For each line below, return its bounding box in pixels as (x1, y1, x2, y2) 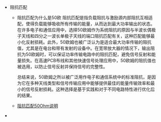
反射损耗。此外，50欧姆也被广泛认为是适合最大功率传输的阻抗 (26, 39, 152, 45)
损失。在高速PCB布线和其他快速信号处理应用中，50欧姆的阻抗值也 (21, 58, 156, 63)
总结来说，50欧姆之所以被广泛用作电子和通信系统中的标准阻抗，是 (17, 74, 152, 80)
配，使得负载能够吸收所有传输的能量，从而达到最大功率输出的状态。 (17, 21, 155, 26)
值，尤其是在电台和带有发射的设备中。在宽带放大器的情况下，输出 (17, 46, 151, 51)
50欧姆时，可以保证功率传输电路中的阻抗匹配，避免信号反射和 (26, 51, 152, 57)
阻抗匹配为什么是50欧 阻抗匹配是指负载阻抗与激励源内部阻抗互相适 (17, 15, 153, 21)
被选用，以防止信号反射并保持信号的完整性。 (17, 64, 108, 70)
